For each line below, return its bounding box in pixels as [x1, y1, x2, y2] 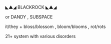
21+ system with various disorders [5, 33, 76, 39]
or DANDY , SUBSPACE [5, 14, 53, 19]
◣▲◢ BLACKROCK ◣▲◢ [5, 4, 57, 10]
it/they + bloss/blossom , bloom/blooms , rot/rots [5, 23, 106, 29]
